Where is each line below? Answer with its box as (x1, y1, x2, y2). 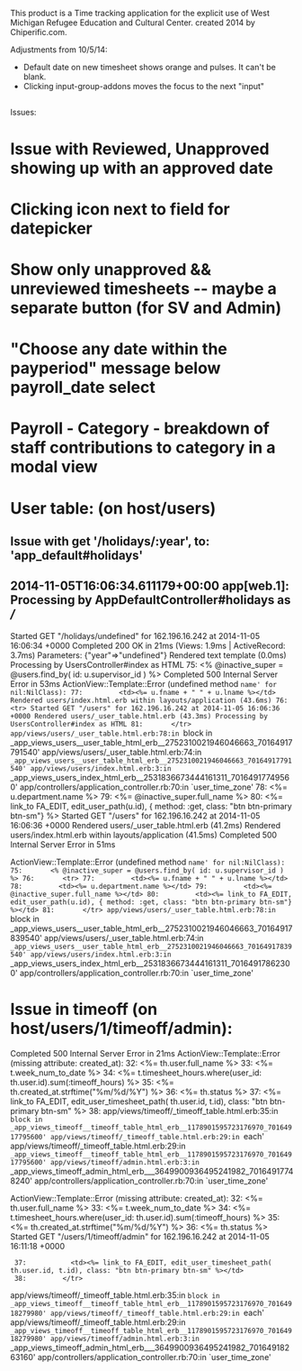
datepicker (10, 218, 93, 238)
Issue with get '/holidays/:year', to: (10, 534, 210, 549)
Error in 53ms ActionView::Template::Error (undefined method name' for (10, 678, 278, 689)
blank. (22, 71, 47, 82)
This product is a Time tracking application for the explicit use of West (10, 8, 271, 18)
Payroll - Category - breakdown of (10, 418, 271, 439)
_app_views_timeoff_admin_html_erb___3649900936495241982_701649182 (10, 1342, 290, 1353)
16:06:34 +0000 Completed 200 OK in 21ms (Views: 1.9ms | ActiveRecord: (10, 640, 286, 651)
